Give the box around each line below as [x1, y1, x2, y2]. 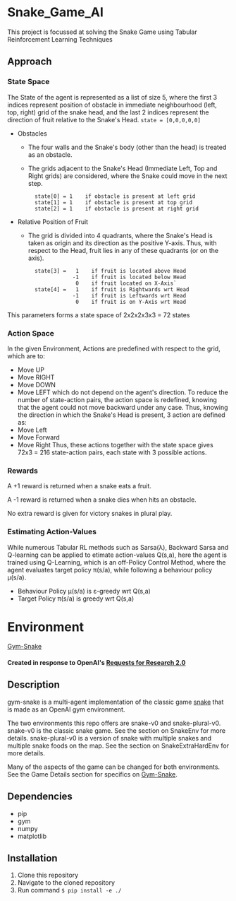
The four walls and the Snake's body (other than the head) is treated [27, 143, 227, 151]
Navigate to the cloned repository [17, 878, 115, 887]
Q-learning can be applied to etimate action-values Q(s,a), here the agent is [7, 550, 228, 559]
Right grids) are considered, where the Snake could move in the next [27, 171, 228, 180]
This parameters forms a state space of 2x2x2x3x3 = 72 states [7, 310, 190, 319]
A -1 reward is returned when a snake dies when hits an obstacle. [7, 495, 197, 504]
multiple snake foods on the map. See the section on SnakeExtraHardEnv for [7, 741, 230, 750]
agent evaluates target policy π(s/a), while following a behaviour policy [7, 565, 213, 574]
